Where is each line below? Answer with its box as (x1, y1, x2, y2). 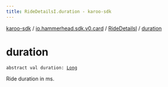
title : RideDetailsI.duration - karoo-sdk (6, 8, 112, 15)
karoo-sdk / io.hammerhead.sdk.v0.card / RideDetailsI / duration (6, 25, 162, 32)
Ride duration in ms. (6, 75, 55, 82)
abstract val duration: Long (6, 65, 78, 71)
